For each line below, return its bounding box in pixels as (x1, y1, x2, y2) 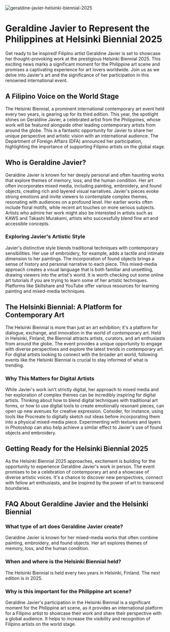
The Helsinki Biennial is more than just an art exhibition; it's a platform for (5, 324, 158, 331)
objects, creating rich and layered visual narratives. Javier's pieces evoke (5, 188, 159, 194)
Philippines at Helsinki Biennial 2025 (5, 34, 162, 45)
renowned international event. (5, 77, 68, 84)
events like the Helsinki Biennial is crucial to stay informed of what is (5, 356, 148, 363)
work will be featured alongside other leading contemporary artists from (5, 122, 156, 128)
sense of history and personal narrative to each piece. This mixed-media (5, 261, 157, 267)
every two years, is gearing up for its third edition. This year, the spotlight (5, 111, 158, 117)
